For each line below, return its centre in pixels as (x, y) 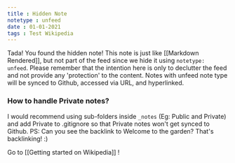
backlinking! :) (28, 139)
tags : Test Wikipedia (40, 33)
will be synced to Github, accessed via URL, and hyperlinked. (96, 83)
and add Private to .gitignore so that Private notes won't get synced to (109, 124)
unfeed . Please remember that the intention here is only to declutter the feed (117, 68)
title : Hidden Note (38, 14)
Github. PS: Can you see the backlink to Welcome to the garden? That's (110, 131)
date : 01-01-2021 (34, 27)
